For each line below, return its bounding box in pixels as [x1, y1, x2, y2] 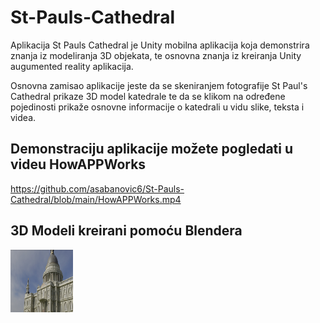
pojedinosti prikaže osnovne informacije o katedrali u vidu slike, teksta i [10, 101, 305, 113]
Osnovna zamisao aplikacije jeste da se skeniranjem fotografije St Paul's [10, 79, 308, 91]
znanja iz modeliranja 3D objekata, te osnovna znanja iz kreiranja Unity [10, 49, 302, 61]
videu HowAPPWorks [10, 156, 147, 173]
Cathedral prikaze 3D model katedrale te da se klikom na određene [10, 90, 286, 102]
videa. [10, 111, 37, 123]
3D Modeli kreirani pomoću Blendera [10, 222, 243, 240]
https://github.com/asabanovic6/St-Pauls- [10, 182, 185, 195]
